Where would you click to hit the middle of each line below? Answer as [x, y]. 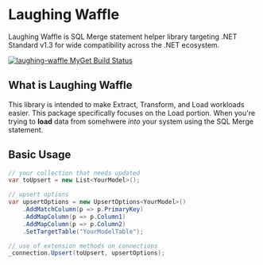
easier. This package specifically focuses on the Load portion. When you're [132, 113]
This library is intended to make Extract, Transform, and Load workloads [126, 104]
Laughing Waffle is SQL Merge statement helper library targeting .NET [123, 36]
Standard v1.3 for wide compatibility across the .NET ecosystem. [114, 44]
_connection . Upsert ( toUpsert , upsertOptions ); [87, 253]
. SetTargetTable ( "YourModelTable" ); [83, 232]
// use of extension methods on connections [83, 246]
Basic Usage [40, 155]
